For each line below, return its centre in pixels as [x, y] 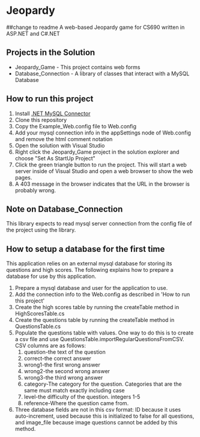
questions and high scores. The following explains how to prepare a [90, 270]
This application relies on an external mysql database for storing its [89, 263]
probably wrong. [35, 190]
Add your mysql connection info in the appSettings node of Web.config [103, 133]
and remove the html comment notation [64, 139]
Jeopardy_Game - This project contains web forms [77, 67]
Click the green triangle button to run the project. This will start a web [101, 165]
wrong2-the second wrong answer [67, 371]
